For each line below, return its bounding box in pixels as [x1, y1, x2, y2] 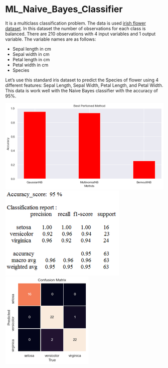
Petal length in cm [12, 56, 50, 62]
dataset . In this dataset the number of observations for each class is [5, 25, 146, 31]
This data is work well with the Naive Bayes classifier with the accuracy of [5, 87, 158, 93]
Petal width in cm [12, 62, 49, 68]
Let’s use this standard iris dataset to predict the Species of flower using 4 [5, 77, 159, 83]
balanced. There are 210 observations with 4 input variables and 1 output [5, 31, 156, 37]
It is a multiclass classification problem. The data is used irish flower [5, 20, 146, 26]
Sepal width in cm [12, 51, 50, 57]
